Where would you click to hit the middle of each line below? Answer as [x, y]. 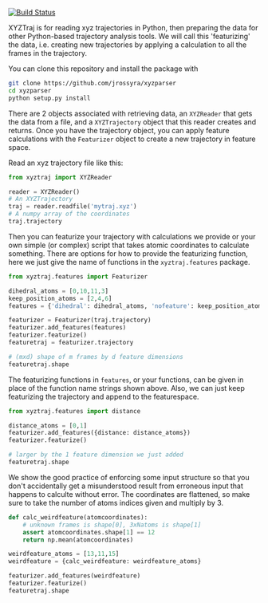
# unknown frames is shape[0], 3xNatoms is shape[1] [112, 525]
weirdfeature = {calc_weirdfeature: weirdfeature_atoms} [105, 562]
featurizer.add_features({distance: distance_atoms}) [100, 433]
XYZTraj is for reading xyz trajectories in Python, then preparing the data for [133, 28]
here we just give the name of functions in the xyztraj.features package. [129, 262]
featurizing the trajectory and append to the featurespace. [104, 396]
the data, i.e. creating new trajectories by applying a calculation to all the [128, 45]
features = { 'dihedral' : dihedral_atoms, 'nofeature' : [101, 306]
